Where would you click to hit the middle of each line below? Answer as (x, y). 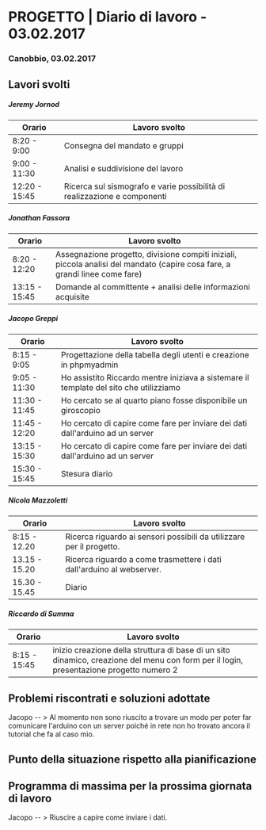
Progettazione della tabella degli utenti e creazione (155, 355)
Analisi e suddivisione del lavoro (123, 169)
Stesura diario (87, 474)
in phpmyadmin (89, 365)
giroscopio (80, 411)
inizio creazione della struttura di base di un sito (142, 650)
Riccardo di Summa (41, 614)
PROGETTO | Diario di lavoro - (108, 17)
